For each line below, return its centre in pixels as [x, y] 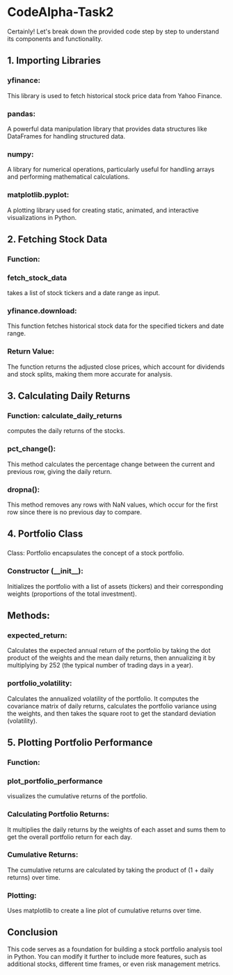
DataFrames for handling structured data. [66, 136]
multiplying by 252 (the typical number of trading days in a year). [100, 665]
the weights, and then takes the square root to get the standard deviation [112, 713]
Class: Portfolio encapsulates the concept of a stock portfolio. [96, 553]
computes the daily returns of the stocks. [66, 431]
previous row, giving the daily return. [60, 471]
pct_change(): [32, 449]
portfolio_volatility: [40, 683]
